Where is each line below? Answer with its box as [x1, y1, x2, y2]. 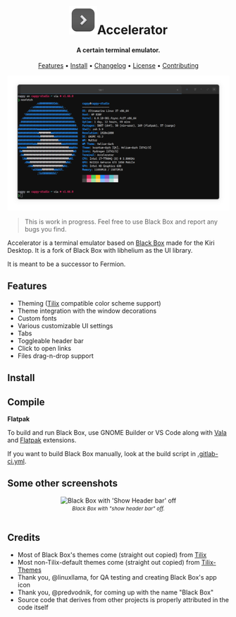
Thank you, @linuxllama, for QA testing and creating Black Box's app [17, 573, 217, 581]
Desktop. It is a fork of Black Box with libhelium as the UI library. [7, 246, 193, 255]
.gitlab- [197, 450, 218, 458]
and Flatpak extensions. [7, 436, 77, 445]
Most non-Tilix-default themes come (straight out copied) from [17, 558, 200, 566]
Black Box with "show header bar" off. [72, 505, 165, 512]
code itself [17, 603, 49, 611]
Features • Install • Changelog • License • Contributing [37, 61, 199, 70]
